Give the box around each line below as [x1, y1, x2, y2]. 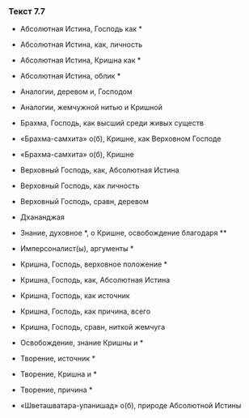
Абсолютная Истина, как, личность [19, 40, 143, 49]
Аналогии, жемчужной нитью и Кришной [19, 103, 163, 113]
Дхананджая [19, 212, 65, 222]
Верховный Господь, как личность [19, 181, 140, 191]
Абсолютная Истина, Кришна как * [19, 55, 141, 66]
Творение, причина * [19, 385, 93, 395]
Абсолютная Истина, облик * [19, 71, 121, 81]
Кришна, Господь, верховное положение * [19, 259, 168, 269]
